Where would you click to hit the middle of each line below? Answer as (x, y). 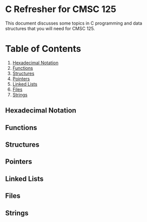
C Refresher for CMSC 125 (61, 9)
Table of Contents (43, 49)
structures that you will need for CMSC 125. (50, 28)
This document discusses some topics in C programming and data (74, 23)
